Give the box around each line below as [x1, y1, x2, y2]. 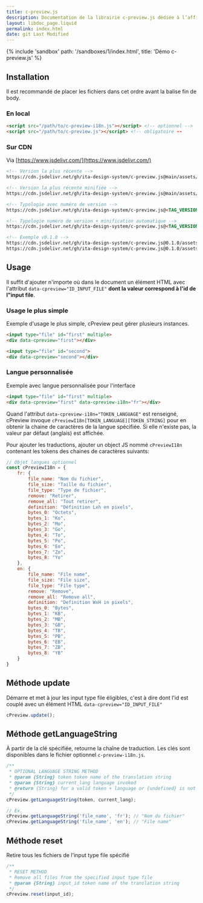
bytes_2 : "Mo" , [28, 521, 66, 527]
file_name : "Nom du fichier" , [28, 476, 104, 482]
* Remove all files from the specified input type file [8, 874, 153, 881]
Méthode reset [6, 835, 63, 846]
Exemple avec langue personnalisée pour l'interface [6, 382, 136, 389]
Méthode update [6, 678, 71, 689]
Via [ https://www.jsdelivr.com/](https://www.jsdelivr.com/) [6, 156, 152, 164]
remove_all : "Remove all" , [28, 594, 96, 600]
